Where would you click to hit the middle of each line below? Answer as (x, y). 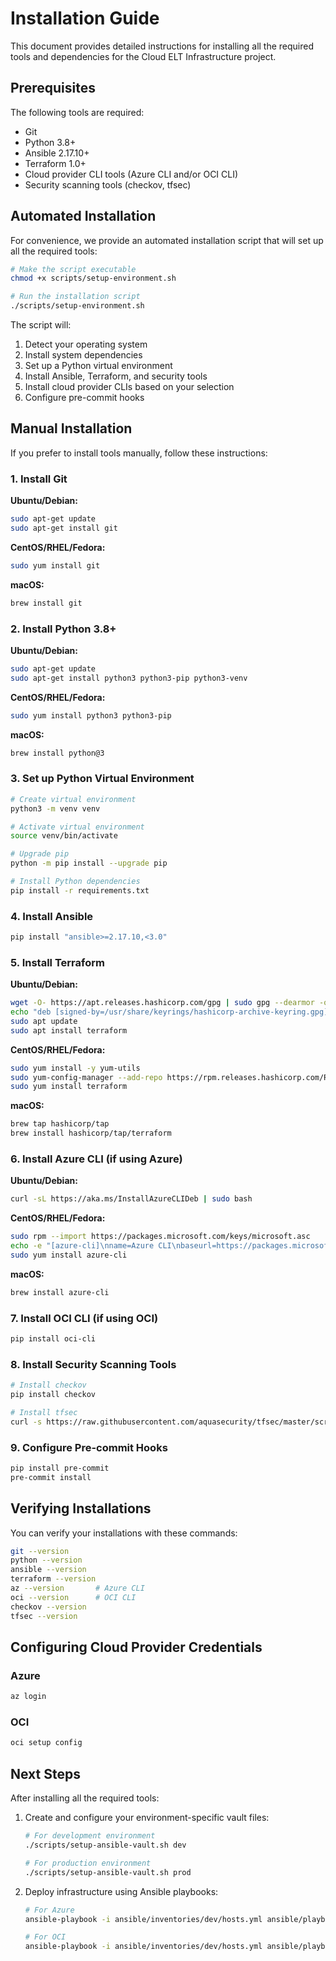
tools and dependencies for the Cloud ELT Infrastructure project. (143, 56)
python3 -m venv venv (55, 808)
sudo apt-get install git (64, 528)
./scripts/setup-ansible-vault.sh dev (105, 1845)
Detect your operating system (86, 344)
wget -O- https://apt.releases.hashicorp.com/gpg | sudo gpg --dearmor (162, 1003)
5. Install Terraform (57, 962)
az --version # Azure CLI (77, 1588)
